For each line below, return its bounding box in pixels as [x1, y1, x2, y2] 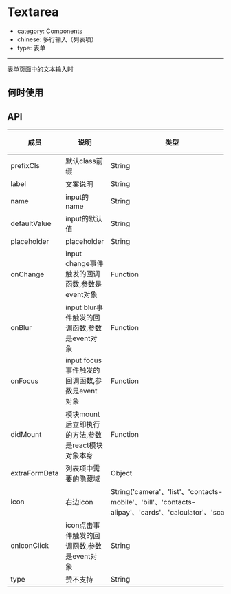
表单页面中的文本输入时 [7, 65, 74, 73]
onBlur [10, 323, 32, 333]
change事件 [65, 259, 104, 269]
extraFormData [10, 469, 59, 478]
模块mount [65, 409, 100, 419]
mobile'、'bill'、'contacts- [110, 498, 197, 507]
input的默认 [65, 214, 103, 224]
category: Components [16, 27, 83, 35]
